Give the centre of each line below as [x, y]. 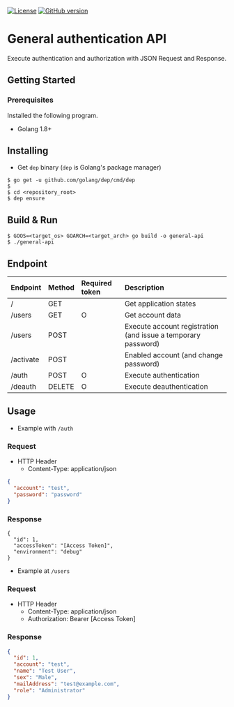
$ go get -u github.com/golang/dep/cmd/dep [71, 180]
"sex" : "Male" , [36, 678]
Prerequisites [30, 100]
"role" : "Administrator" [49, 690]
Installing [28, 151]
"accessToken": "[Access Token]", [63, 545]
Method [61, 288]
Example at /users [44, 571]
